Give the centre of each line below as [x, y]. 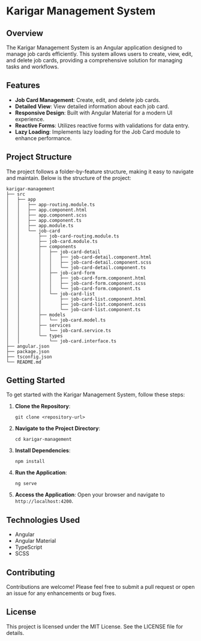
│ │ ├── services [38, 325]
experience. [30, 119]
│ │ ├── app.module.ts [40, 225]
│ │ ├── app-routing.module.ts [51, 204]
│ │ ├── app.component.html [46, 210]
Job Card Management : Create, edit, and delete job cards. [88, 100]
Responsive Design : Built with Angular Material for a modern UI [94, 113]
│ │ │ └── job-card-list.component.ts [73, 309]
